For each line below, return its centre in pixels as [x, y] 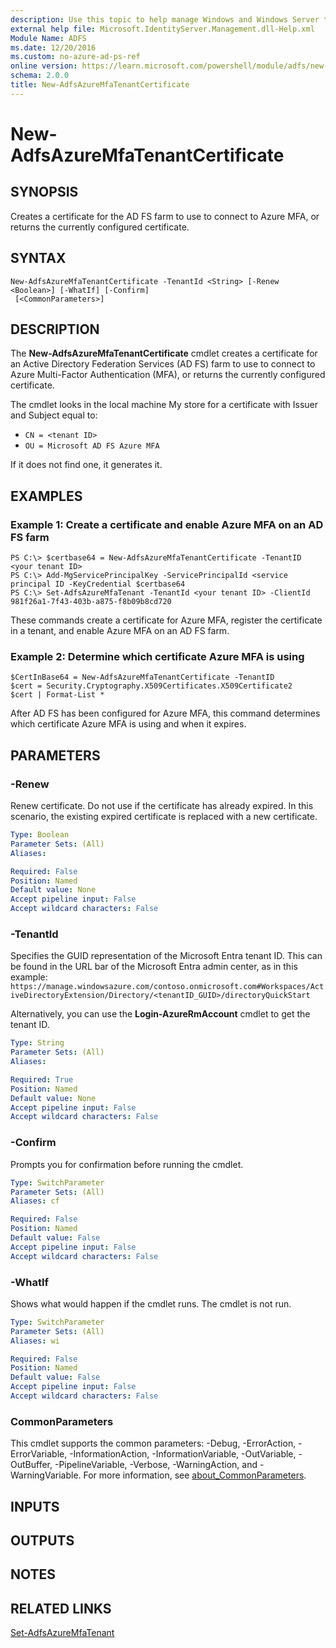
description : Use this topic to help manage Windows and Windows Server [165, 19]
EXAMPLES [46, 496]
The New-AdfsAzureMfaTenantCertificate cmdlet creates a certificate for [164, 353]
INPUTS [35, 1506]
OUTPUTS [42, 1541]
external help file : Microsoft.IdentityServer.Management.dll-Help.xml [162, 29]
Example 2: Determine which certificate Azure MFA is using [157, 656]
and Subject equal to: [54, 415]
